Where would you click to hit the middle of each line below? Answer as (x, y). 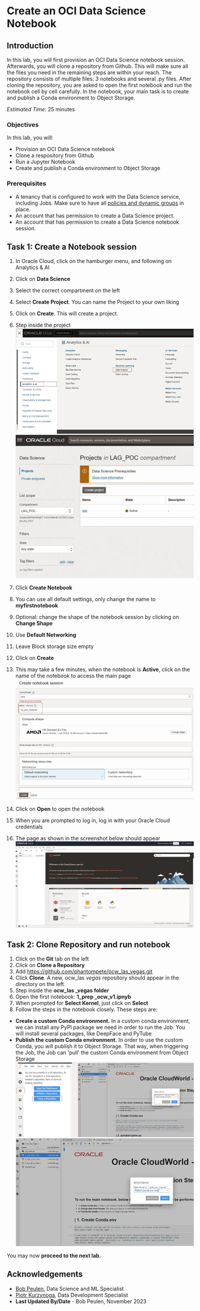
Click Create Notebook (44, 588)
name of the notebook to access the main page (73, 676)
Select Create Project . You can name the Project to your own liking (97, 302)
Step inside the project (43, 325)
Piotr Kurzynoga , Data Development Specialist (72, 1295)
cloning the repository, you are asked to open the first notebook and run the (99, 85)
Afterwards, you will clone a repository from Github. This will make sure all (98, 66)
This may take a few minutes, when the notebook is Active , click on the (103, 669)
